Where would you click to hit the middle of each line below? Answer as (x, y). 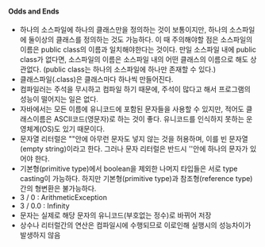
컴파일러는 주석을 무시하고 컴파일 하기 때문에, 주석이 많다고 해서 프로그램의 (135, 89)
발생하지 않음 (40, 235)
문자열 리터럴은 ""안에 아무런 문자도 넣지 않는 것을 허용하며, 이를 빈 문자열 (134, 139)
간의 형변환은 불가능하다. (58, 189)
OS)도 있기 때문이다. (73, 129)
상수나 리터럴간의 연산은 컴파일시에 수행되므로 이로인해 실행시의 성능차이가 (135, 226)
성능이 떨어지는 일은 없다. (59, 99)
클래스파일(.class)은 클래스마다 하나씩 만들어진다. (96, 79)
